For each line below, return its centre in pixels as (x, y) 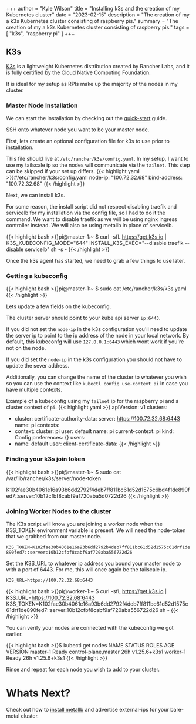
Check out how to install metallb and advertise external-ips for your (87, 709)
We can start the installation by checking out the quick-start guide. (87, 118)
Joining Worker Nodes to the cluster (59, 511)
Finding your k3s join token (45, 459)
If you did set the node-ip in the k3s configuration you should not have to (94, 359)
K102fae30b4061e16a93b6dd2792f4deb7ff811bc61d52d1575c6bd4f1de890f (98, 490)
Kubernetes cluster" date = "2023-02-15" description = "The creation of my (98, 15)
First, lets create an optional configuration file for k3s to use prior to (88, 141)
